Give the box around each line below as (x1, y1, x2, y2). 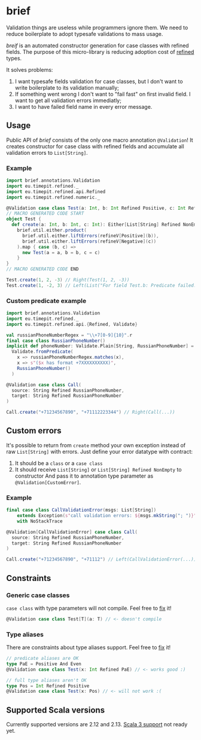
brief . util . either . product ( (17, 227, 87, 234)
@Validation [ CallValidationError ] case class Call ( (6, 529, 138, 535)
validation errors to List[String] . (6, 149, 88, 156)
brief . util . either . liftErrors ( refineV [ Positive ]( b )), (22, 233, 160, 238)
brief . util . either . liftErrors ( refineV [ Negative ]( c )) (22, 238, 157, 244)
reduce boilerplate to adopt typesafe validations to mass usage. (6, 30, 163, 37)
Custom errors (6, 426, 62, 436)
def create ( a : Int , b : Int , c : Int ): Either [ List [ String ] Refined (11, 222, 181, 228)
